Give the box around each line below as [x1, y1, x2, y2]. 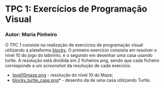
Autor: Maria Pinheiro [5, 31, 57, 38]
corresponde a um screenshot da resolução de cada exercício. [5, 63, 132, 69]
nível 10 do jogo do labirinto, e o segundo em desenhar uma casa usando [5, 53, 153, 58]
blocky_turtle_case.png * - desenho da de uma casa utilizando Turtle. [12, 77, 151, 83]
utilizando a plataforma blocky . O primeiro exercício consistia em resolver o [5, 47, 157, 53]
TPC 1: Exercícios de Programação [5, 3, 147, 15]
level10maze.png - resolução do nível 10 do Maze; [12, 72, 114, 78]
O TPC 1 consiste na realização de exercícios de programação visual [5, 42, 143, 48]
